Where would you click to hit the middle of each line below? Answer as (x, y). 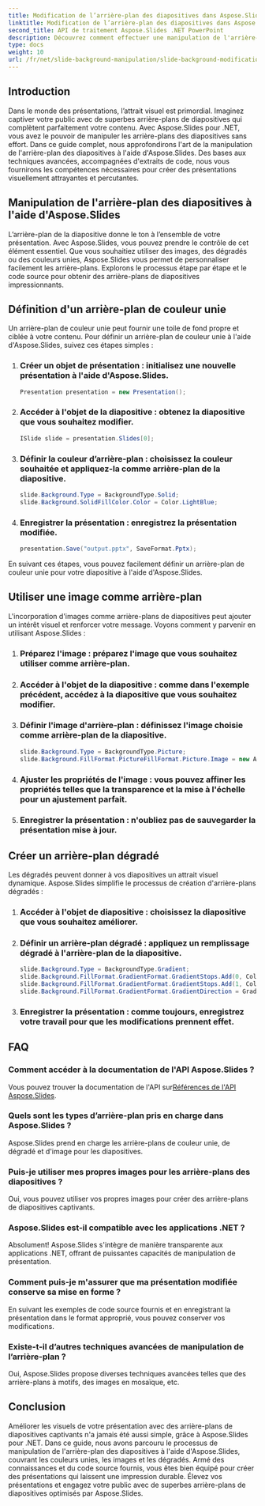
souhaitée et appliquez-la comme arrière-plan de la (120, 469)
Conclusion (37, 1407)
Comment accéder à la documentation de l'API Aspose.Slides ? (131, 1070)
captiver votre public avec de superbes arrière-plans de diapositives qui (125, 119)
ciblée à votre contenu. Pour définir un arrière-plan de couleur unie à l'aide (130, 337)
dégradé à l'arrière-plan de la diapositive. (101, 953)
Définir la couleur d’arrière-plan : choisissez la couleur (126, 459)
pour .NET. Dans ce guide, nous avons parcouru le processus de (113, 1443)
